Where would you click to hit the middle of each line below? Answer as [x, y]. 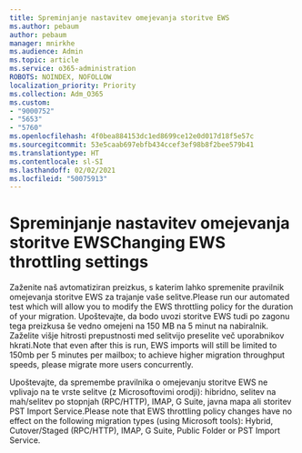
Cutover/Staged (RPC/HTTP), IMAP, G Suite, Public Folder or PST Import [145, 431]
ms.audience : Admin [46, 52]
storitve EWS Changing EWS [117, 243]
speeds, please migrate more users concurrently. [101, 365]
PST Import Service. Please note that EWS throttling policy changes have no [151, 411]
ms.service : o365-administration [73, 69]
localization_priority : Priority [73, 86]
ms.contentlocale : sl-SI [56, 161]
